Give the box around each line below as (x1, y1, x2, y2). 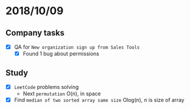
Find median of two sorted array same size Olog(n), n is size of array (14, 97, 185, 103)
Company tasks (5, 28, 65, 38)
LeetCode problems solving (14, 83, 79, 90)
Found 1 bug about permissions (22, 50, 100, 57)
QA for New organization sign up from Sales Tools (14, 43, 140, 50)
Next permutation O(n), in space (22, 90, 101, 97)
